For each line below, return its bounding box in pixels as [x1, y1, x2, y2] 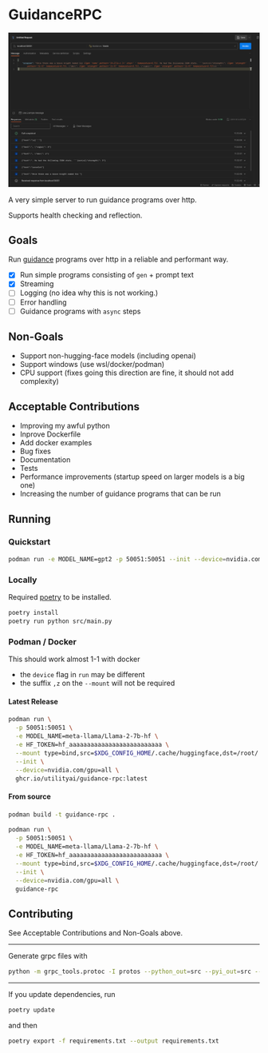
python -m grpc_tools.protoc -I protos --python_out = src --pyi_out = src [8, 967, 251, 976]
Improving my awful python [19, 421, 110, 431]
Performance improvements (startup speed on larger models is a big [19, 472, 245, 481]
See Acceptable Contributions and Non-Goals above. [8, 928, 183, 938]
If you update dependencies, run [8, 990, 116, 999]
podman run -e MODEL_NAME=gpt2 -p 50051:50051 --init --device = [8, 555, 227, 563]
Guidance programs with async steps [19, 306, 141, 316]
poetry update [8, 1006, 56, 1015]
